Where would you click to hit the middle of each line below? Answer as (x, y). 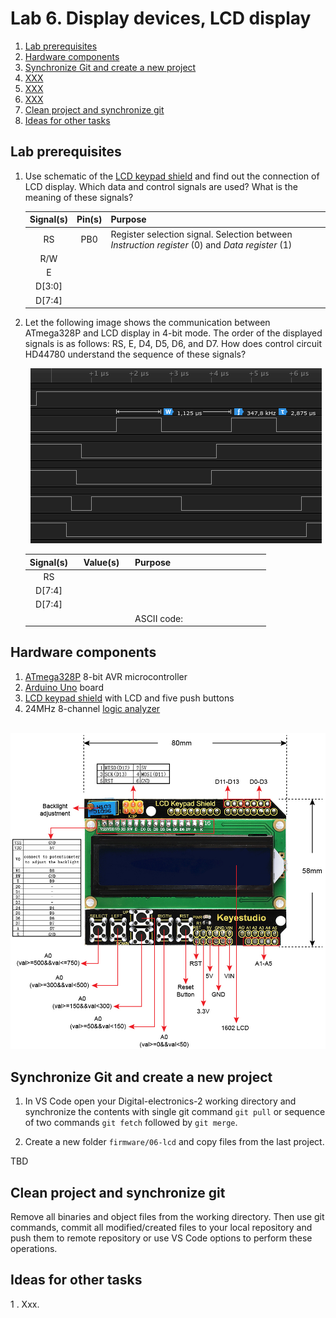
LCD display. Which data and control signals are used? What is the (161, 186)
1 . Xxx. (25, 1304)
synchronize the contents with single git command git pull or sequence (175, 1112)
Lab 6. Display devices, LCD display (161, 18)
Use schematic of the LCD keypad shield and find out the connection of (172, 176)
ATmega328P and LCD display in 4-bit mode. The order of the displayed (173, 333)
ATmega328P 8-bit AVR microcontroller (106, 676)
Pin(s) (89, 219)
